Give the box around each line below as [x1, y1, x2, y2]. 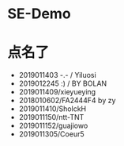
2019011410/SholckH [18, 104, 87, 113]
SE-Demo [7, 5, 72, 23]
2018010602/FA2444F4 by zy [18, 96, 116, 106]
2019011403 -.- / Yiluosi [18, 71, 96, 80]
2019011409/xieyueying [18, 87, 96, 97]
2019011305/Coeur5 [18, 129, 85, 139]
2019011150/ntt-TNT [18, 113, 85, 122]
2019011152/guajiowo [18, 121, 88, 131]
